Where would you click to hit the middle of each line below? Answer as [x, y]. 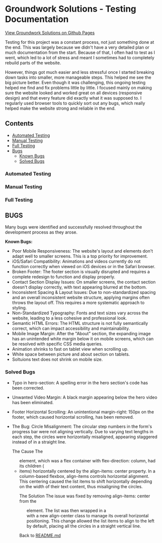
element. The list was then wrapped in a [66, 510]
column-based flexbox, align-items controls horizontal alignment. [84, 476]
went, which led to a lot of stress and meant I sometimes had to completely [80, 57]
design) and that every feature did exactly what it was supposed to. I [73, 98]
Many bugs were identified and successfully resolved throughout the [74, 227]
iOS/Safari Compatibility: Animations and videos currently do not [76, 261]
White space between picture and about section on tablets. [71, 354]
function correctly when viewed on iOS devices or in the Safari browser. [84, 267]
